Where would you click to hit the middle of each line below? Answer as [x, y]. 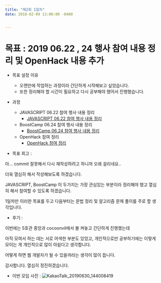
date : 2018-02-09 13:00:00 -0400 [39, 14]
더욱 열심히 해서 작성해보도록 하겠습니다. [43, 174]
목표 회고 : [22, 153]
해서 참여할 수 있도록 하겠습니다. [41, 191]
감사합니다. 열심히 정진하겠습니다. [37, 265]
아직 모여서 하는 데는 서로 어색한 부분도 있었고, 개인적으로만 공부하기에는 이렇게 [80, 238]
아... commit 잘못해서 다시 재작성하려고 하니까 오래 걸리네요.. [63, 164]
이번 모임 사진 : [26, 276]
